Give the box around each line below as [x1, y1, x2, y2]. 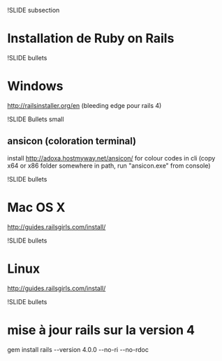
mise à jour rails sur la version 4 [7, 322, 195, 338]
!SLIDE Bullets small [7, 115, 64, 123]
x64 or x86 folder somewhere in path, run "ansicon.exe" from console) [7, 161, 211, 170]
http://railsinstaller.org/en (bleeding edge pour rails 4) [7, 101, 162, 109]
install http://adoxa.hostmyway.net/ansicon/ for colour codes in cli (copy [7, 154, 216, 162]
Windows [7, 79, 64, 94]
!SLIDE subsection [7, 6, 60, 14]
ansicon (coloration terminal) [7, 135, 137, 147]
